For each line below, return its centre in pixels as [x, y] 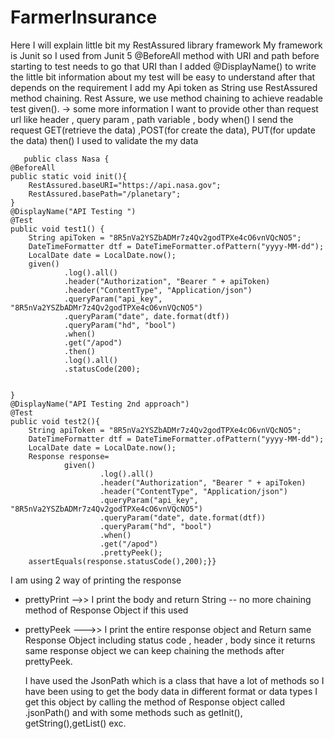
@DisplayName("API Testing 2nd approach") [100, 404]
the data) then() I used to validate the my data [104, 140]
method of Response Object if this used [106, 610]
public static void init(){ [69, 176]
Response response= [69, 456]
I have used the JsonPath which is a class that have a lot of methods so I [174, 680]
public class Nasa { [66, 159]
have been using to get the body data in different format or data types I [171, 691]
